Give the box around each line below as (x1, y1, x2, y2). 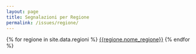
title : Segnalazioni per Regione (6, 14, 90, 20)
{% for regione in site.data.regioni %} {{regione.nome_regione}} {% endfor (6, 36, 190, 43)
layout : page (6, 8, 39, 15)
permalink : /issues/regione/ (6, 20, 79, 26)
